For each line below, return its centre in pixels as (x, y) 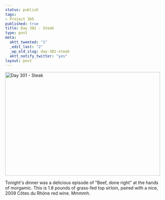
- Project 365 (20, 19)
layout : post (19, 61)
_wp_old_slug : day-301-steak (40, 51)
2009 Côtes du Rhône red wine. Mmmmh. (48, 193)
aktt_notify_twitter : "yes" (39, 56)
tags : (11, 14)
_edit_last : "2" (26, 47)
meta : (11, 38)
